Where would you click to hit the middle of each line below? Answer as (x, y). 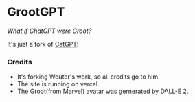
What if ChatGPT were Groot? (49, 31)
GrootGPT (36, 12)
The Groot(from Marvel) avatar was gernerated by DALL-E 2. (103, 91)
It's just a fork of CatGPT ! (43, 44)
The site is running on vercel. (58, 84)
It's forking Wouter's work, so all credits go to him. (88, 77)
